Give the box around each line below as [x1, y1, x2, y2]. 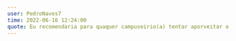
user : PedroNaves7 [7, 10, 61, 17]
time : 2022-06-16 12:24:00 [7, 17, 87, 24]
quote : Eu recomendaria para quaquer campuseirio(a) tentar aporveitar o [7, 23, 230, 30]
